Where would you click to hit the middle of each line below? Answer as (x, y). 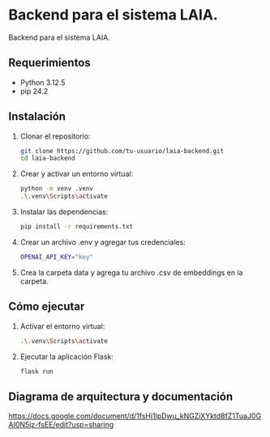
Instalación (37, 116)
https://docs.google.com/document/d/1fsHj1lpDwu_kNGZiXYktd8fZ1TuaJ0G (135, 416)
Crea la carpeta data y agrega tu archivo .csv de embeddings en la (131, 272)
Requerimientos (49, 63)
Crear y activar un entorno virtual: (77, 174)
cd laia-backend (47, 159)
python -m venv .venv (56, 189)
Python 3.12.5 (43, 82)
